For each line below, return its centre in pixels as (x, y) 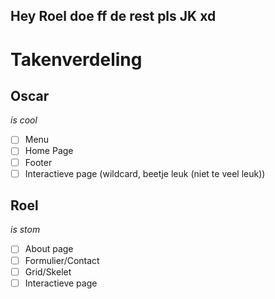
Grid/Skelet (48, 271)
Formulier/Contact (62, 260)
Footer (38, 162)
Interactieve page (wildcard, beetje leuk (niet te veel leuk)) (145, 173)
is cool (24, 120)
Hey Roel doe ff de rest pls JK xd (113, 16)
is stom (25, 230)
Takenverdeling (76, 59)
